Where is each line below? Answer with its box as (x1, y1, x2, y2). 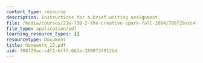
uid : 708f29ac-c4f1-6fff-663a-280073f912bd (6, 48, 118, 54)
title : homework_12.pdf (6, 43, 66, 49)
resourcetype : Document (6, 37, 66, 43)
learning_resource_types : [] (6, 31, 80, 37)
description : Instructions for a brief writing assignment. (6, 14, 161, 20)
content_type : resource (6, 8, 66, 15)
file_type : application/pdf (6, 25, 77, 32)
